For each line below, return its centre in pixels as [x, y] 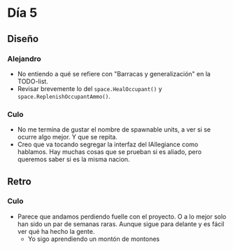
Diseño [23, 39]
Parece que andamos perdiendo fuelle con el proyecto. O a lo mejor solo [122, 216]
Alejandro [24, 59]
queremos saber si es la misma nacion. [73, 160]
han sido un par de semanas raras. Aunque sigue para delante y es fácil [121, 224]
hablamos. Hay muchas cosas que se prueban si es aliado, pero [109, 152]
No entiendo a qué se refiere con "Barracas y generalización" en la [114, 74]
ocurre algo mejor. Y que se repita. [67, 137]
